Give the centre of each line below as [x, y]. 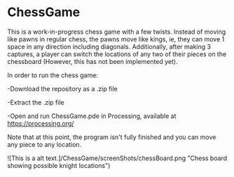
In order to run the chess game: [53, 75]
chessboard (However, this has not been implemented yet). [92, 61]
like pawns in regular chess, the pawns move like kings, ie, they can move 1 [116, 39]
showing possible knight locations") [59, 165]
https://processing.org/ [41, 123]
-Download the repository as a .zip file [62, 88]
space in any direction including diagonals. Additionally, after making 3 [109, 46]
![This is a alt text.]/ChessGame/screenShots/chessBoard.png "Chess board [117, 158]
